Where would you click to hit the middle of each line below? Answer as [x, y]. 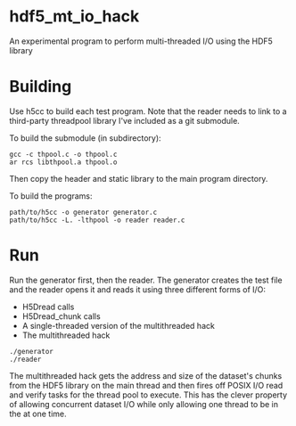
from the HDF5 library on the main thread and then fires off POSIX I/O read [146, 385]
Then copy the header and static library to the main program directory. [139, 178]
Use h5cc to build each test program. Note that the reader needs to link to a [148, 111]
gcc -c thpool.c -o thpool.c [63, 154]
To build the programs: [51, 196]
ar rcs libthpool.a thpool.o [63, 162]
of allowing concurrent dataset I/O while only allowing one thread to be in [144, 404]
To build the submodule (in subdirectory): [86, 138]
